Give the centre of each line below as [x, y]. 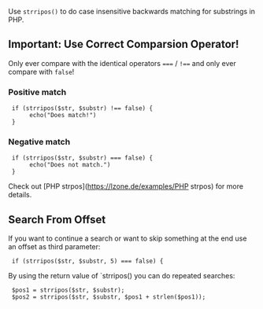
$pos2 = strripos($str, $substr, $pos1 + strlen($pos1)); [109, 297]
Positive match [37, 92]
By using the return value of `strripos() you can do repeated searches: [122, 276]
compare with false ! [41, 72]
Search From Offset [57, 219]
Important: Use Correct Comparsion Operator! [124, 44]
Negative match [39, 142]
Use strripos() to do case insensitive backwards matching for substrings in [132, 11]
